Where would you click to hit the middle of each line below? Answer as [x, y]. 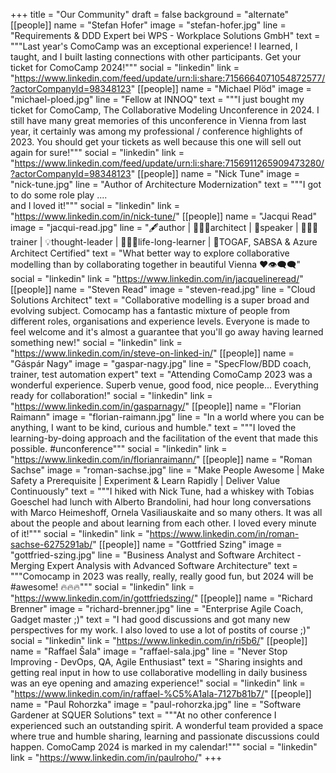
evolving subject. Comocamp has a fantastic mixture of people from [150, 310]
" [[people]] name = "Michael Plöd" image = [221, 88]
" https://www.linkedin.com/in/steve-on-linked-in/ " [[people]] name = [152, 353]
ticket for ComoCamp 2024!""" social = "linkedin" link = [125, 67]
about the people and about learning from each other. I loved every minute [163, 523]
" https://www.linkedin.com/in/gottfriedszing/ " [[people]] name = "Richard [161, 598]
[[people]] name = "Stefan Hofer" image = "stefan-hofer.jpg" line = [148, 25]
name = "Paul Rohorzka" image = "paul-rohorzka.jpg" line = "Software [156, 704]
